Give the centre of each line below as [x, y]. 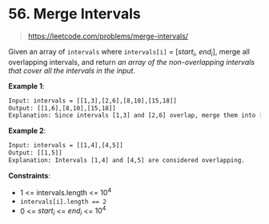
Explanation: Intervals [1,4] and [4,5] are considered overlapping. [127, 161]
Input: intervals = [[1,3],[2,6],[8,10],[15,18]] [93, 101]
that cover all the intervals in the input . [72, 70]
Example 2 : [27, 131]
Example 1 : [26, 86]
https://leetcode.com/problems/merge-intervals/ [108, 36]
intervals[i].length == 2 [63, 202]
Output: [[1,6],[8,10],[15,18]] [62, 108]
